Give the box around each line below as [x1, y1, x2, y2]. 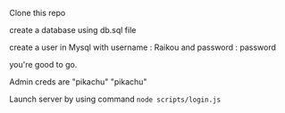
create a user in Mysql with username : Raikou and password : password [9, 42, 277, 52]
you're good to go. [9, 60, 78, 69]
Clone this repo [9, 8, 66, 18]
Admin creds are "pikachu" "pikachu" [9, 77, 147, 87]
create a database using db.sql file [9, 25, 137, 35]
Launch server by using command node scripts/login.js [9, 93, 222, 104]
